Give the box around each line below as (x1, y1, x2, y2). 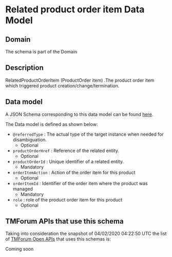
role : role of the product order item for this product (12, 196, 123, 203)
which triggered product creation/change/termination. (5, 82, 120, 88)
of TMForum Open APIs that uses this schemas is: (5, 236, 111, 242)
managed (12, 186, 33, 192)
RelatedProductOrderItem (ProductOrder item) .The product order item (5, 77, 155, 83)
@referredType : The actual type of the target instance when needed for (12, 131, 164, 137)
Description (5, 63, 44, 72)
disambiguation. (12, 136, 47, 142)
